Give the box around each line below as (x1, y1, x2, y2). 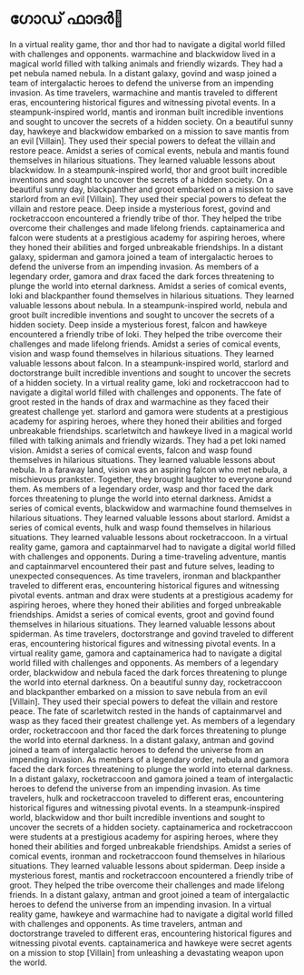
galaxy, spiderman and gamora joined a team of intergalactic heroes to (9, 251, 274, 262)
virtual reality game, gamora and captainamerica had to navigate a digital (9, 648, 283, 658)
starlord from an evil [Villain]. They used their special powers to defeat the (9, 193, 287, 204)
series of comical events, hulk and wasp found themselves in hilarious (9, 522, 271, 533)
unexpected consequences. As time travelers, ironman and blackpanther (9, 570, 281, 581)
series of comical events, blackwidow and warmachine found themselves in (9, 502, 292, 513)
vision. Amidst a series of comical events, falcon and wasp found (9, 445, 252, 456)
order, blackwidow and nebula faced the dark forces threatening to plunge (9, 667, 288, 678)
